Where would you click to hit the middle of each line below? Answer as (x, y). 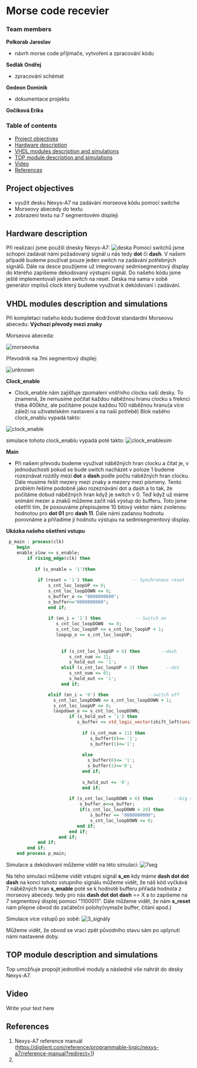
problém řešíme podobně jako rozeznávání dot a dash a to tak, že (94, 488)
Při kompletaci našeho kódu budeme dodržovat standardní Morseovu (90, 318)
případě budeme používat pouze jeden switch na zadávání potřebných (91, 260)
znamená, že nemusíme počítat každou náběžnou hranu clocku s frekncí (102, 399)
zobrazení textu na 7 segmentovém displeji (66, 215)
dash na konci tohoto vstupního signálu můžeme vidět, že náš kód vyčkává (97, 883)
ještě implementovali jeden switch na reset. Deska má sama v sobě (87, 279)
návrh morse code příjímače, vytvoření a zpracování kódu (84, 54)
